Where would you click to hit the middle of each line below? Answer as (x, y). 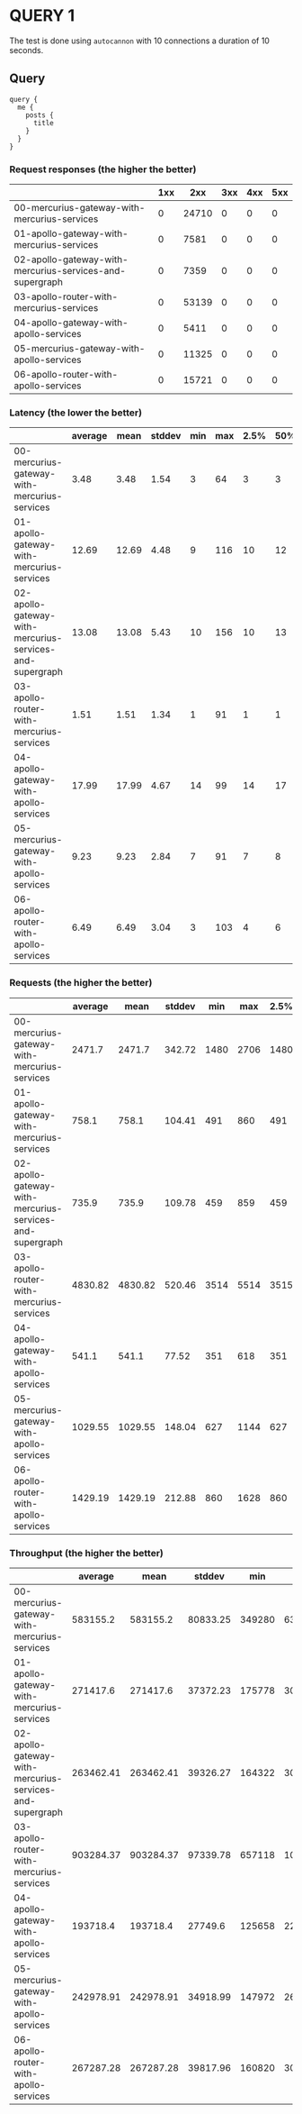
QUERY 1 (42, 16)
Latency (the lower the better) (75, 413)
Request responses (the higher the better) (103, 169)
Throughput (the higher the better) (87, 1553)
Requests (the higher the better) (81, 983)
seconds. (27, 50)
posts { (40, 115)
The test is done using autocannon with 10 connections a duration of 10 (139, 41)
